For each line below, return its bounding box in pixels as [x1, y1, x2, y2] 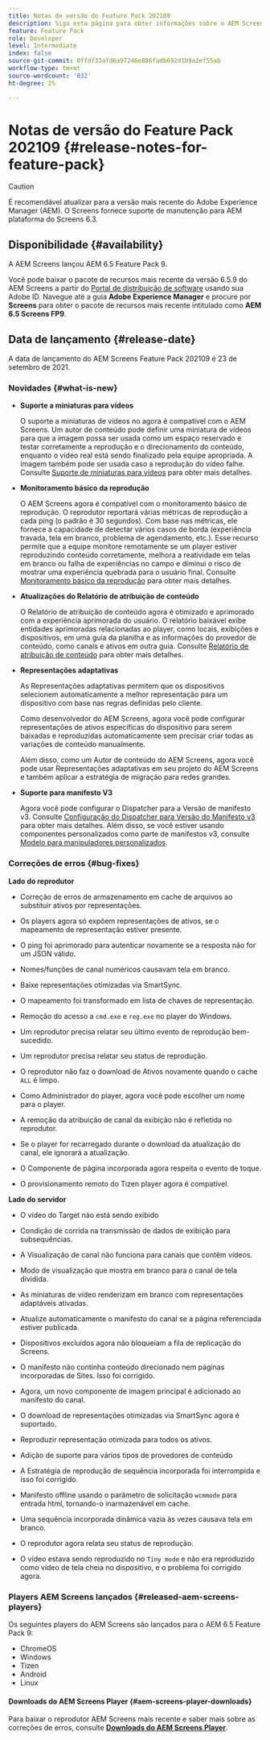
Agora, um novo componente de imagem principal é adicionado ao [19, 1386, 241, 1396]
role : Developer [8, 34, 63, 43]
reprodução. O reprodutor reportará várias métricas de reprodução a [19, 507, 247, 517]
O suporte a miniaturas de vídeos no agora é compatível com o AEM [19, 416, 247, 426]
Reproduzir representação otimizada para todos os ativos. [19, 1435, 213, 1444]
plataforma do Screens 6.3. [8, 214, 99, 224]
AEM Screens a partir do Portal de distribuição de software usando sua [8, 284, 243, 293]
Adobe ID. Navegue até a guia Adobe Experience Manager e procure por [8, 292, 252, 302]
